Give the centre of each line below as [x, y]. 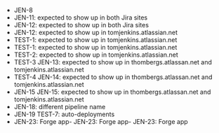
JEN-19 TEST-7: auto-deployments [64, 114]
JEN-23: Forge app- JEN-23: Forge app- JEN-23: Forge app [101, 121]
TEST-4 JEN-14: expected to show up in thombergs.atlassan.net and [113, 77]
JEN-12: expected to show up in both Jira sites [81, 25]
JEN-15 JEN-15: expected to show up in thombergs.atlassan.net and [112, 92]
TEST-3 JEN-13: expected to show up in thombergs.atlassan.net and [113, 62]
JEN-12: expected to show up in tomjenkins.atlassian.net [95, 32]
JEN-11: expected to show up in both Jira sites [81, 17]
